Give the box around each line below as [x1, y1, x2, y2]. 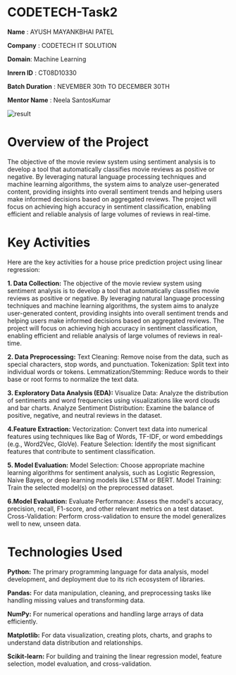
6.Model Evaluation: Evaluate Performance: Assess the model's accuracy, [7, 497, 224, 505]
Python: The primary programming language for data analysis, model [7, 567, 209, 576]
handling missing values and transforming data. [7, 596, 146, 605]
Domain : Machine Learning [7, 54, 87, 63]
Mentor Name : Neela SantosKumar [7, 96, 111, 104]
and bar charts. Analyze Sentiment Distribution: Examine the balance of [7, 403, 215, 412]
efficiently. [7, 617, 38, 626]
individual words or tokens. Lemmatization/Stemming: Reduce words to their [7, 367, 229, 376]
